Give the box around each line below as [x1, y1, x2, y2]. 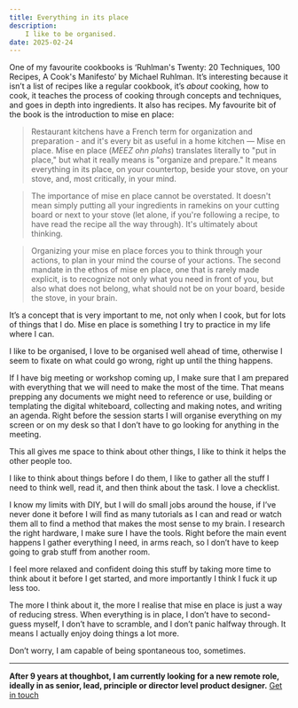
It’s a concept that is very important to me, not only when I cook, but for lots [9, 310, 286, 320]
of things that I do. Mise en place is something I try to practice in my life [9, 319, 271, 330]
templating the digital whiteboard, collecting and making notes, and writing [9, 401, 282, 412]
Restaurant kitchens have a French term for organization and [30, 126, 253, 138]
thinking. [30, 228, 64, 240]
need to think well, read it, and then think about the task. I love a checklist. [9, 483, 280, 493]
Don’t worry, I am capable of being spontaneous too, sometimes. [9, 645, 247, 657]
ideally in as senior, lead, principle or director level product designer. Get [9, 680, 283, 691]
